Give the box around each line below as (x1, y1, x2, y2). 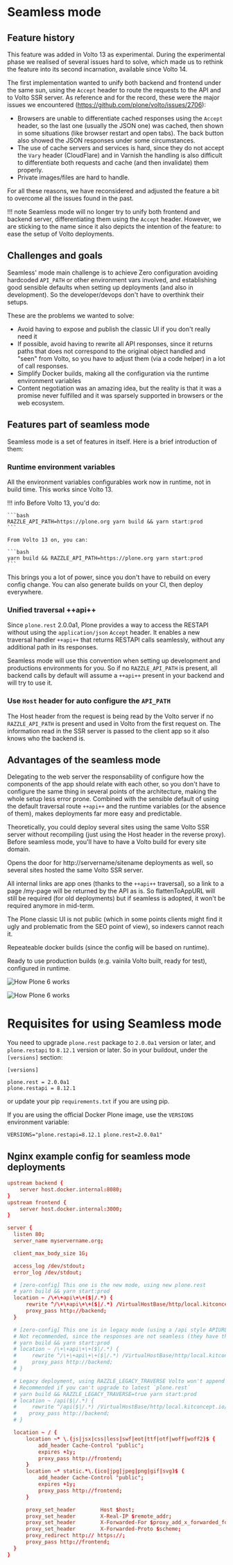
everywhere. (7, 587, 44, 596)
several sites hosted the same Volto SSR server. (7, 866, 144, 875)
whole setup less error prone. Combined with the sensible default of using (7, 795, 219, 803)
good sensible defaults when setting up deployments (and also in (7, 283, 194, 291)
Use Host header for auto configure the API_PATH (7, 696, 171, 706)
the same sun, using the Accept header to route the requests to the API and (7, 86, 221, 94)
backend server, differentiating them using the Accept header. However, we (7, 215, 222, 223)
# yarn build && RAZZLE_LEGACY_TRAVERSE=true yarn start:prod (13, 1390, 197, 1397)
